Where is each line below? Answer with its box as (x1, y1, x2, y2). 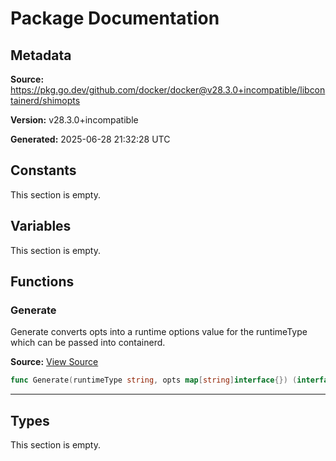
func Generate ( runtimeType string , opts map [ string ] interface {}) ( (10, 375, 298, 386)
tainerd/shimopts (10, 95, 81, 106)
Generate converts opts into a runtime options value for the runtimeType (10, 326, 308, 338)
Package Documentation (10, 7, 220, 30)
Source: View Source (10, 356, 99, 368)
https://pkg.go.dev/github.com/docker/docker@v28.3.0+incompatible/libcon (10, 84, 326, 96)
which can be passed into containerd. (10, 337, 166, 349)
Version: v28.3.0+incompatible (10, 114, 139, 126)
